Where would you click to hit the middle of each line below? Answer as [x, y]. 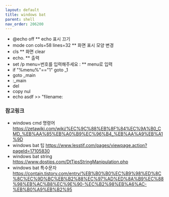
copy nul [22, 91]
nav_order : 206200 [24, 24]
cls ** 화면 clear [29, 52]
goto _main [24, 75]
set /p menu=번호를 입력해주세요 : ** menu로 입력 [62, 64]
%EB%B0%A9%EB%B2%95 [42, 189]
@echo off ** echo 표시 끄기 [41, 39]
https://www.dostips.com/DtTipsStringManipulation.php [70, 162]
